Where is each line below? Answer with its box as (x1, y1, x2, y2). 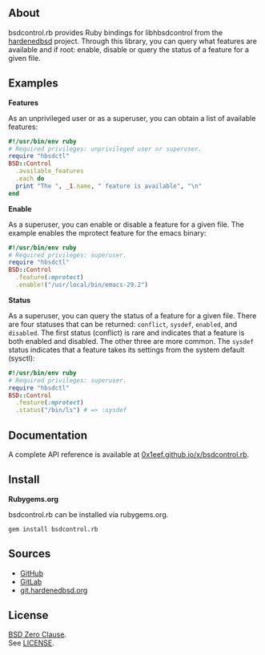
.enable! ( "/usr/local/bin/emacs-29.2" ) (15, 281, 149, 289)
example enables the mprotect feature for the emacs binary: (8, 228, 207, 237)
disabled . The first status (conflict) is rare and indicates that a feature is (8, 328, 245, 338)
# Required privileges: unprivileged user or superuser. (8, 144, 203, 153)
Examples (8, 76, 58, 91)
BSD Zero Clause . (8, 629, 66, 640)
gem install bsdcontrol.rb (8, 525, 98, 533)
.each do (15, 175, 45, 183)
